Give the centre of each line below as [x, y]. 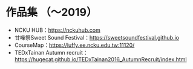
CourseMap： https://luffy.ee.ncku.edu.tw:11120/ [74, 45]
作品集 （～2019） [51, 12]
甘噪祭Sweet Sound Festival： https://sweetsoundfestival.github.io [97, 37]
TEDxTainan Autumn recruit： [51, 52]
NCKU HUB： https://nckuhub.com [57, 30]
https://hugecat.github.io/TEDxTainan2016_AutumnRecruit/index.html [100, 59]
